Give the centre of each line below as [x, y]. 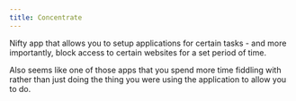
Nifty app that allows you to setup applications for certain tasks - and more [148, 43]
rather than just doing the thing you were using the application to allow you [148, 79]
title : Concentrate [46, 17]
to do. [20, 88]
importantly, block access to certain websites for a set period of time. [138, 52]
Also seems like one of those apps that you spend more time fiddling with [145, 70]
